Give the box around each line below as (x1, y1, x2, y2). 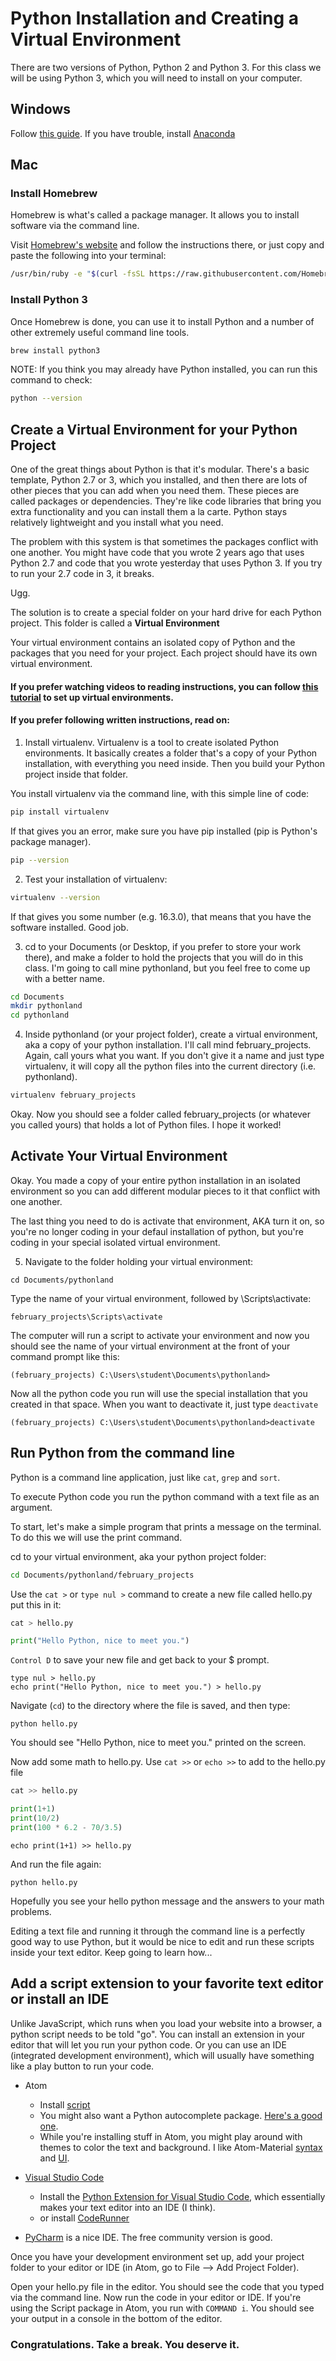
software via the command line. (10, 220, 140, 232)
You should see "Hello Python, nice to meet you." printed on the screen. (10, 1737, 307, 1749)
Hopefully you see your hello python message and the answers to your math (10, 1895, 325, 1907)
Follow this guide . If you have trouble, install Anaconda (10, 127, 236, 139)
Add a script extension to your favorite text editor (10, 1975, 324, 1992)
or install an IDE (10, 1991, 110, 2008)
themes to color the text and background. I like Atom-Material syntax (39, 2141, 323, 2153)
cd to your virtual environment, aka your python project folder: (10, 1550, 267, 1562)
